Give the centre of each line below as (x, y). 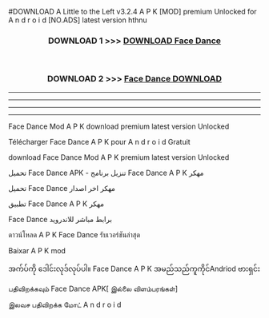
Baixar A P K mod (37, 250)
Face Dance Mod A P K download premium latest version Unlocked (119, 126)
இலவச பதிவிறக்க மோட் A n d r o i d (65, 304)
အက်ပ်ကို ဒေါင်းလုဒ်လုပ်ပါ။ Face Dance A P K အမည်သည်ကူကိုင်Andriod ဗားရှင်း (134, 268)
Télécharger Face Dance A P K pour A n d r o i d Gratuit (99, 141)
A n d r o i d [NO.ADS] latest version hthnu (78, 20)
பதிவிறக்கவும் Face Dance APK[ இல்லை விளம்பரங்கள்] (93, 288)
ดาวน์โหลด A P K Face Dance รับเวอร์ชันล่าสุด (74, 234)
